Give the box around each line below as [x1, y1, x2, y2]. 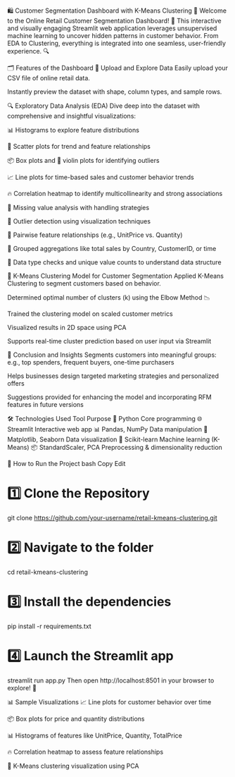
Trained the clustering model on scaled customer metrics [7, 310, 174, 318]
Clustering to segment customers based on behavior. [7, 279, 162, 288]
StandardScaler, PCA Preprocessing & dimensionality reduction [39, 443, 223, 451]
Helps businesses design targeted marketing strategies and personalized [7, 372, 220, 380]
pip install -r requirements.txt [7, 622, 91, 630]
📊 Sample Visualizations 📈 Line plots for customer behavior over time [7, 697, 212, 706]
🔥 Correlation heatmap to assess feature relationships [7, 747, 164, 756]
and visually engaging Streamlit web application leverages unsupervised [7, 24, 217, 32]
